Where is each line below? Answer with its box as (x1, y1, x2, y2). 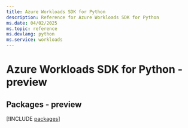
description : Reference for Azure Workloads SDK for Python (6, 14, 160, 20)
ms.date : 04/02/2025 (6, 20, 58, 26)
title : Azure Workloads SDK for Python (6, 8, 106, 15)
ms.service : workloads (6, 37, 63, 43)
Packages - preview (6, 99, 82, 109)
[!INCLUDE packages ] (6, 115, 60, 122)
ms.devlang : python (6, 31, 55, 37)
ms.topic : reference (6, 25, 58, 32)
